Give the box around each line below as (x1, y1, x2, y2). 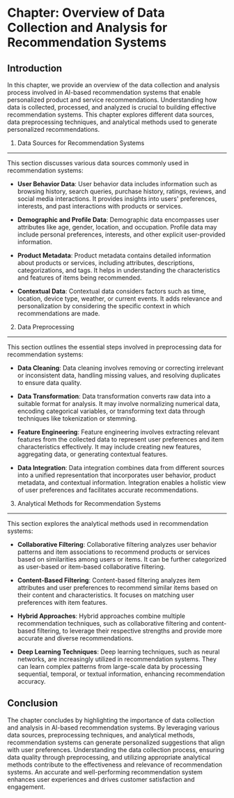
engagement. (7, 783, 45, 791)
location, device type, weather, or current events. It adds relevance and (17, 294, 223, 303)
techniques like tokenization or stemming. (17, 414, 137, 423)
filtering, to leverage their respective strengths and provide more (37, 626, 223, 635)
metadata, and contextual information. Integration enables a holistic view (17, 479, 226, 486)
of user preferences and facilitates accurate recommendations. (17, 486, 198, 494)
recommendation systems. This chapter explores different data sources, (7, 110, 214, 119)
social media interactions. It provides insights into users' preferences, (17, 195, 217, 203)
